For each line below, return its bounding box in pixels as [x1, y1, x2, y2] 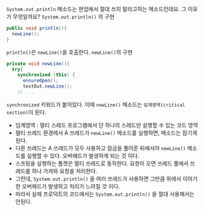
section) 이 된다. [6, 108, 47, 116]
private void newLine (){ [6, 61, 70, 67]
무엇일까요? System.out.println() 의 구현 [12, 13, 115, 20]
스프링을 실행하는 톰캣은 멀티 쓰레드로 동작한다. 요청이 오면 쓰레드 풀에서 [15, 160, 189, 167]
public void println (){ [6, 25, 67, 31]
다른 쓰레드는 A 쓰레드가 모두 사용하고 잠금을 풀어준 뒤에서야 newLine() [15, 144, 186, 152]
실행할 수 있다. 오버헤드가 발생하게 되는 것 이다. [26, 152, 140, 159]
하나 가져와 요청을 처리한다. [31, 167, 97, 174]
